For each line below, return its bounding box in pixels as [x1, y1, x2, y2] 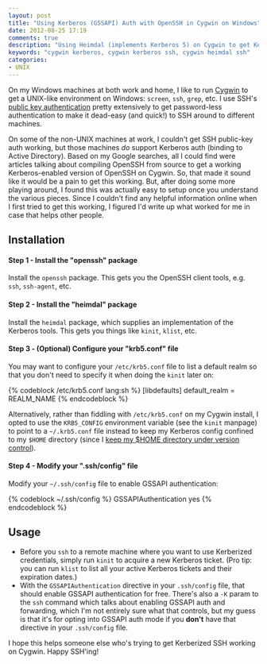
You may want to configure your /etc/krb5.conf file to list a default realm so [8, 361, 257, 371]
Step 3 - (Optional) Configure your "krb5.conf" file [8, 344, 179, 353]
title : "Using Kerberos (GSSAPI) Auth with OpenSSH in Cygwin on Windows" [8, 19, 261, 27]
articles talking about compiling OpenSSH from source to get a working [8, 160, 242, 169]
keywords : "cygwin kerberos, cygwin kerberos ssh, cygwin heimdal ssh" [8, 48, 250, 56]
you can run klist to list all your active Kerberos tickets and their [19, 563, 233, 573]
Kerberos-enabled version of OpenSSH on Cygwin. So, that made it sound [8, 168, 251, 177]
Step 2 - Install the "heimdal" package [8, 299, 137, 309]
